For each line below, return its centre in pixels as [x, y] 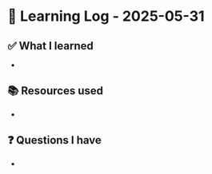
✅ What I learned [50, 46]
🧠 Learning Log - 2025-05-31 [106, 16]
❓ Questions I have [54, 140]
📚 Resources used [56, 91]
